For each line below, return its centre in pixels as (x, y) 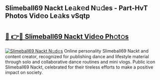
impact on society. (24, 72)
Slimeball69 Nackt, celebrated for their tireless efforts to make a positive (79, 67)
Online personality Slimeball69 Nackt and (106, 51)
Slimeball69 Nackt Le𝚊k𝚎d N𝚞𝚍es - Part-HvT (77, 8)
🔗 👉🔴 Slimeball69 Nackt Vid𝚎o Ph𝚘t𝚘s (67, 37)
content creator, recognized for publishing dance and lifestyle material (77, 56)
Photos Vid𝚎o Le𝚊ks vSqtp (48, 16)
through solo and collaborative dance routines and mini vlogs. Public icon (80, 62)
